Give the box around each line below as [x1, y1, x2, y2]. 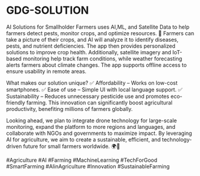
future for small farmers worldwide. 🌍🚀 [23, 143, 121, 150]
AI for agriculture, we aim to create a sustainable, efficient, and [6, 135, 161, 143]
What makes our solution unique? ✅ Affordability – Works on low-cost [6, 79, 178, 87]
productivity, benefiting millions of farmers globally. [6, 105, 133, 112]
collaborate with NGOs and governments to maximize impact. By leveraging [6, 129, 192, 137]
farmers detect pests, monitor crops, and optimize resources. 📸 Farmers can [6, 29, 195, 36]
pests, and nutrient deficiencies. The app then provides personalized [6, 42, 176, 50]
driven [6, 143, 22, 150]
